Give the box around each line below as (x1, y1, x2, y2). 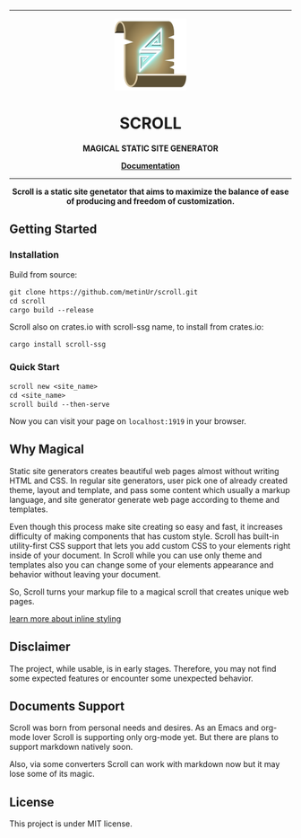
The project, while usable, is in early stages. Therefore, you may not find (9, 663, 277, 674)
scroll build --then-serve (9, 400, 110, 409)
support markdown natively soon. (9, 742, 133, 753)
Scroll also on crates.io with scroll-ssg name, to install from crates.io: (9, 321, 264, 332)
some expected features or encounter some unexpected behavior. (9, 673, 254, 684)
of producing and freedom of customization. (65, 195, 236, 207)
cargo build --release (9, 305, 94, 314)
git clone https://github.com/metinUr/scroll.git (9, 287, 199, 296)
